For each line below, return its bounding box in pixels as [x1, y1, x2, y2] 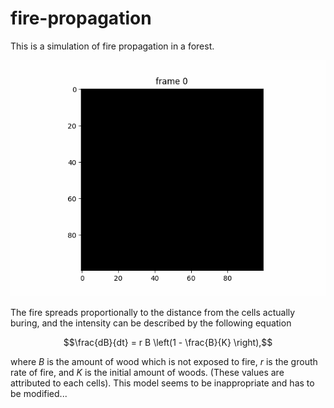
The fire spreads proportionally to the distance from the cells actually [10, 306, 296, 318]
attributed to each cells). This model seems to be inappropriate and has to [10, 377, 315, 389]
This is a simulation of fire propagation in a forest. [10, 40, 215, 52]
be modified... [10, 387, 68, 399]
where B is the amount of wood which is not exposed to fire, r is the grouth [10, 355, 318, 367]
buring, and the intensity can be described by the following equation [10, 317, 292, 329]
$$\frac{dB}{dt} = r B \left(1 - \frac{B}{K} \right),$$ [63, 336, 273, 348]
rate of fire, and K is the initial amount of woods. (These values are [10, 366, 285, 378]
